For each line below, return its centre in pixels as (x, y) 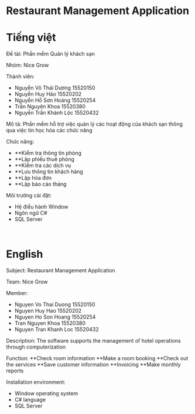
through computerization (36, 347)
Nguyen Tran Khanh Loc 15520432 (57, 330)
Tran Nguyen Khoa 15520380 (50, 323)
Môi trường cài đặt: (29, 196)
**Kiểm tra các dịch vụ (43, 166)
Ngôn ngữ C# (31, 213)
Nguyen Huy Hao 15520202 (48, 311)
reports (15, 371)
